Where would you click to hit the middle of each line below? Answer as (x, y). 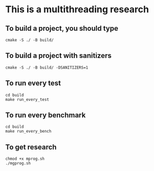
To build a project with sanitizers (59, 56)
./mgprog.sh (18, 163)
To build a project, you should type (62, 28)
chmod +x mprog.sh (25, 159)
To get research (31, 147)
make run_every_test (27, 99)
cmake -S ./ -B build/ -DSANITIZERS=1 (47, 68)
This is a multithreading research (77, 9)
